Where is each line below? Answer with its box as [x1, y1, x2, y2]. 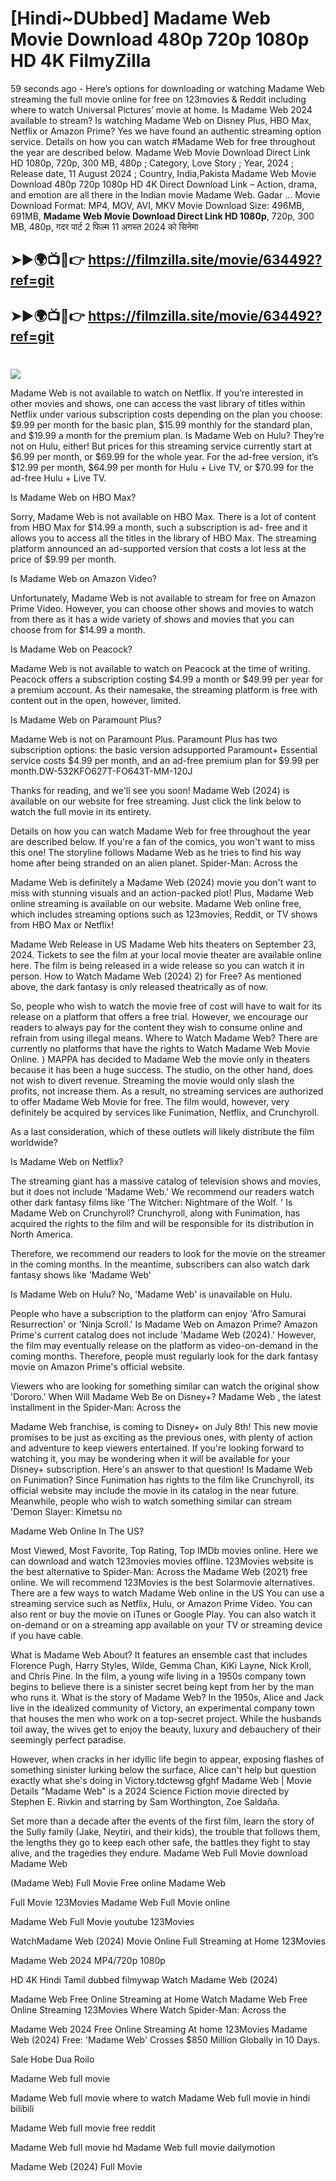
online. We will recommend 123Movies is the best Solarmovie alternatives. [10, 1576, 316, 1588]
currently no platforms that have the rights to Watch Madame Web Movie [10, 1042, 310, 1054]
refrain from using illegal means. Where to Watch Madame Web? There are [10, 1032, 318, 1044]
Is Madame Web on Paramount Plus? [10, 713, 162, 726]
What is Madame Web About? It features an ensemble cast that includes [10, 1648, 308, 1661]
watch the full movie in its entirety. [10, 805, 152, 817]
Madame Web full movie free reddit [10, 2122, 156, 2134]
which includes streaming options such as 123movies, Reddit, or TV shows [10, 908, 318, 920]
